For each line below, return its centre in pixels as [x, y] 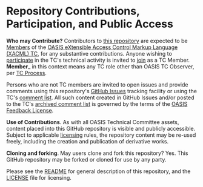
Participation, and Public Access [90, 24]
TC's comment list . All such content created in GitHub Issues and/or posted [101, 97]
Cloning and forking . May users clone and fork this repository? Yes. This [97, 153]
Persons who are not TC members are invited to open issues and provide [97, 84]
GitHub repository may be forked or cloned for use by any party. [86, 159]
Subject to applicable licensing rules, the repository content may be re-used [101, 135]
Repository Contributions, [73, 11]
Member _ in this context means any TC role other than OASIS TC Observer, [100, 66]
